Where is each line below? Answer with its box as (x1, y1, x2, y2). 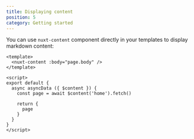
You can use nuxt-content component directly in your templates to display (6, 36, 189, 44)
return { (17, 101, 39, 107)
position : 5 (6, 14, 36, 20)
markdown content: (6, 42, 54, 50)
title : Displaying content (6, 8, 73, 15)
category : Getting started (6, 20, 73, 26)
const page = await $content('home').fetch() (17, 91, 132, 97)
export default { (6, 80, 49, 87)
